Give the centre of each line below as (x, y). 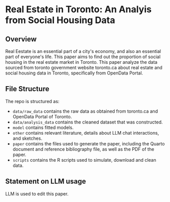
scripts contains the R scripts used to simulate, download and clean (84, 160)
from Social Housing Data (60, 20)
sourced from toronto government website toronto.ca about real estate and (84, 68)
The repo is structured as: (32, 101)
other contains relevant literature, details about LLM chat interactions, (86, 133)
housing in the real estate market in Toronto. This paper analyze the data (81, 62)
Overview (21, 39)
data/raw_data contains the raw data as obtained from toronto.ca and (85, 111)
